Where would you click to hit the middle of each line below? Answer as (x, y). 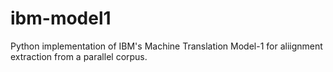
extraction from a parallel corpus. (79, 56)
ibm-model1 (61, 18)
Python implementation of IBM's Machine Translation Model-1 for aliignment (166, 46)
